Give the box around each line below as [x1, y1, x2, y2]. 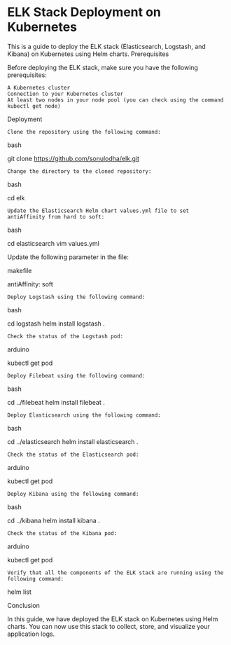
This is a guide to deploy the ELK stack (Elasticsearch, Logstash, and [7, 42, 206, 50]
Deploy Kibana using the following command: [7, 490, 139, 497]
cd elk [7, 193, 25, 202]
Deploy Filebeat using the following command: [7, 372, 146, 379]
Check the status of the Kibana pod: [7, 529, 118, 536]
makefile [7, 266, 32, 275]
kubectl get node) [7, 102, 61, 109]
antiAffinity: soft [7, 279, 54, 288]
